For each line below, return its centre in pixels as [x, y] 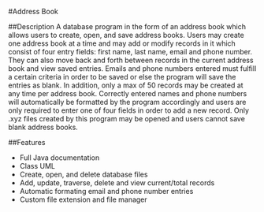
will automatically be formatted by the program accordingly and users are [127, 102]
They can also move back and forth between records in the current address [131, 60]
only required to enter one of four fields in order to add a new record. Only [129, 110]
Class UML [37, 166]
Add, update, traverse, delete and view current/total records [117, 183]
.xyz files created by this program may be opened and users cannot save [127, 119]
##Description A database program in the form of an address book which [127, 26]
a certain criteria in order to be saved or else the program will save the [122, 77]
